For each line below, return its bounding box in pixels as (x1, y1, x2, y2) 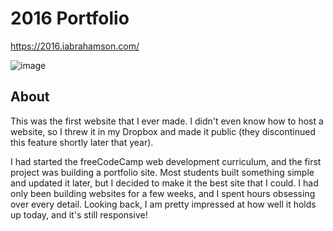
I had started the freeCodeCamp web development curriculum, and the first (10, 155, 322, 167)
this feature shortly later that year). (10, 136, 154, 148)
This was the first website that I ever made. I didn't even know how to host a (10, 115, 324, 127)
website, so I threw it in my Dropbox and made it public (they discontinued (10, 125, 317, 137)
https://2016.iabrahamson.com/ (10, 40, 140, 52)
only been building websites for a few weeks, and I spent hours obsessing (10, 187, 316, 199)
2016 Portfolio (10, 7, 130, 30)
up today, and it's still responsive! (10, 208, 148, 221)
